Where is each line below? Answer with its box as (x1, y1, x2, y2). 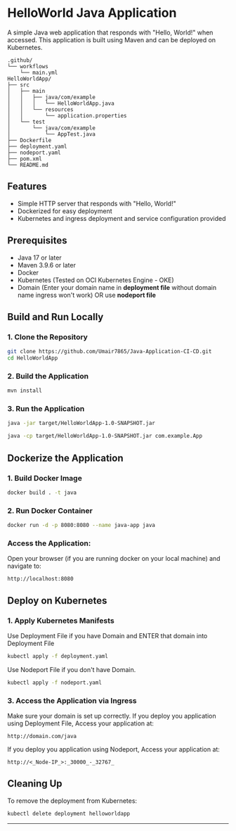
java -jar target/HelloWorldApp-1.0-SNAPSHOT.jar (7, 420, 156, 427)
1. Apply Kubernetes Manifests (7, 616, 114, 626)
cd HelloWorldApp (7, 355, 58, 362)
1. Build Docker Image (7, 473, 82, 483)
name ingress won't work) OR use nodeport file (17, 291, 157, 299)
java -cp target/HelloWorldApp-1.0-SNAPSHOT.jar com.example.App (7, 433, 202, 440)
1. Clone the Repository (7, 332, 88, 342)
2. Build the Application (7, 371, 89, 381)
